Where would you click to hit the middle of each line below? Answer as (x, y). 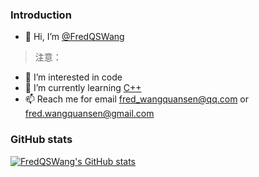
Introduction (41, 15)
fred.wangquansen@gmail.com (89, 114)
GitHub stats (41, 140)
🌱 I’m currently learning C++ (83, 88)
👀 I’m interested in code (73, 77)
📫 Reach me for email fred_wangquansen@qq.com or (137, 99)
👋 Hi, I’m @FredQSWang (74, 37)
